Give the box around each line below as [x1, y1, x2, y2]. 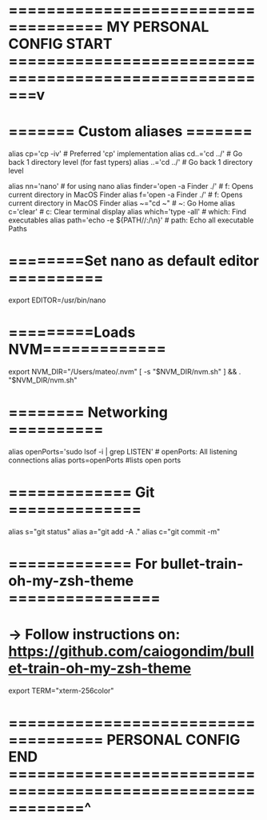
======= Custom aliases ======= [8, 122, 253, 141]
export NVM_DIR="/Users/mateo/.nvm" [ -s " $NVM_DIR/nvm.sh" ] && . [8, 367, 241, 376]
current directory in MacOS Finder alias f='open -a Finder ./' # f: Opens [8, 190, 243, 200]
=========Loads [8, 323, 136, 342]
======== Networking [8, 403, 168, 422]
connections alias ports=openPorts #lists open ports [8, 455, 181, 465]
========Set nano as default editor [8, 252, 260, 270]
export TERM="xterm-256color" [8, 686, 114, 695]
